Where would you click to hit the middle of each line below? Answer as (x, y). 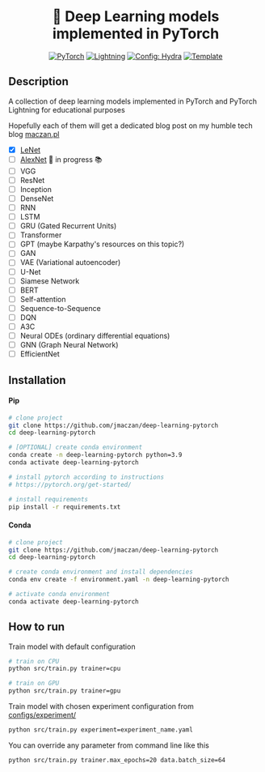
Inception (36, 189)
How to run (37, 627)
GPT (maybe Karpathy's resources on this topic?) (102, 244)
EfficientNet (40, 354)
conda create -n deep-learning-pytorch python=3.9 (95, 455)
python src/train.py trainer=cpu (65, 669)
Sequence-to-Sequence (60, 308)
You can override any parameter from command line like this (109, 745)
